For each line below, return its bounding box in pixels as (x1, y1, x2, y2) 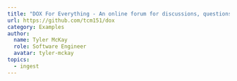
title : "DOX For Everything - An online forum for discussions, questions (7, 10, 232, 18)
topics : (7, 56, 30, 63)
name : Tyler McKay (13, 37, 68, 44)
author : (7, 30, 30, 37)
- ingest (13, 63, 39, 70)
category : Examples (7, 23, 65, 30)
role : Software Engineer (13, 43, 87, 50)
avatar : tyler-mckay (13, 50, 74, 57)
